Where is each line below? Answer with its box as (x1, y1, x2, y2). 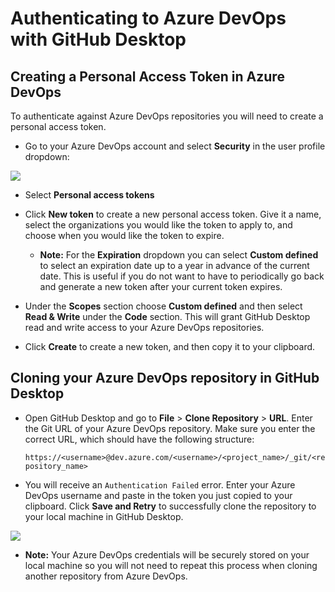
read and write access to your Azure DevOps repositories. (24, 322, 265, 333)
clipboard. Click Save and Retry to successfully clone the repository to (24, 500, 317, 512)
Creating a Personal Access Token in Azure (10, 68, 285, 85)
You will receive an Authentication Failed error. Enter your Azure (24, 478, 296, 491)
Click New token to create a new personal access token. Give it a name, (24, 208, 322, 220)
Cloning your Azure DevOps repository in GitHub (10, 370, 320, 387)
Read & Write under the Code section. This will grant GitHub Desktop (24, 311, 311, 322)
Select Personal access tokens (24, 189, 155, 201)
